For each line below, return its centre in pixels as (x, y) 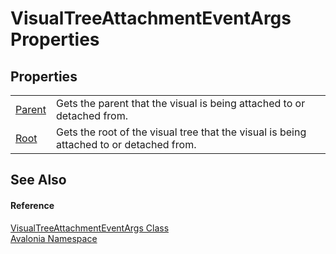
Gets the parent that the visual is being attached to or (180, 103)
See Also (38, 180)
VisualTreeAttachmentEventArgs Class (90, 228)
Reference (32, 205)
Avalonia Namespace (54, 238)
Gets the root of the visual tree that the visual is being (181, 132)
